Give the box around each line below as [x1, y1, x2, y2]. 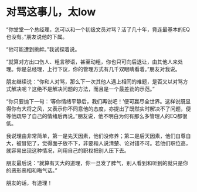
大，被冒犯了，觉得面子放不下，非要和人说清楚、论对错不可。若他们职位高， [6, 139, 191, 147]
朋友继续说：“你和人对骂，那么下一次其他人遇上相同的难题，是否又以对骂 [6, 78, 184, 85]
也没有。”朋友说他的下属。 [6, 33, 68, 40]
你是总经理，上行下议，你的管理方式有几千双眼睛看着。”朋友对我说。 [16, 65, 181, 72]
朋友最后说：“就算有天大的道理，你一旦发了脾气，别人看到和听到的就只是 [6, 159, 184, 166]
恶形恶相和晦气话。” [11, 167, 57, 174]
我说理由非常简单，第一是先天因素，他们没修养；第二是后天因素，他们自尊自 [6, 132, 191, 139]
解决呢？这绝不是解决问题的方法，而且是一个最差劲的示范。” [11, 85, 155, 92]
